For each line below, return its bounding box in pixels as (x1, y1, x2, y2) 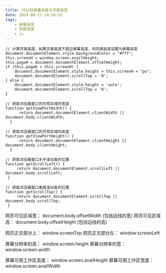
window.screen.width (5, 247, 50, 252)
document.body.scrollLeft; (5, 170, 63, 175)
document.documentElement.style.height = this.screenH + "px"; (14, 69, 152, 74)
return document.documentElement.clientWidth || (18, 110, 125, 115)
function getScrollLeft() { (5, 162, 65, 167)
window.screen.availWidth (5, 263, 61, 269)
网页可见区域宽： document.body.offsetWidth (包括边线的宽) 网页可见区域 (5, 212, 161, 219)
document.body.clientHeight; (5, 143, 67, 148)
